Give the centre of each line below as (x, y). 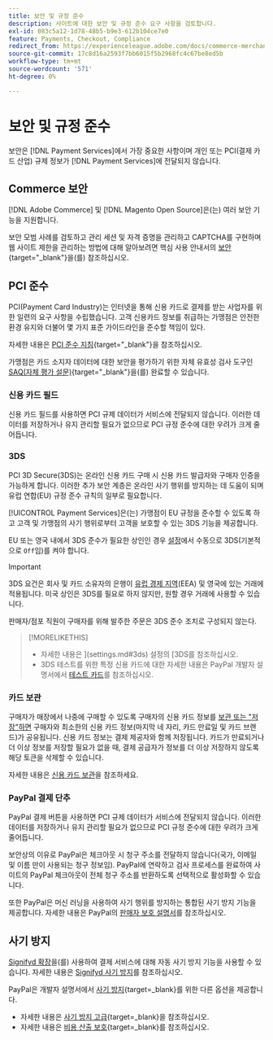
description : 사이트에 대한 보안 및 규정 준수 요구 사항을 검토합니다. (113, 24)
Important (25, 566)
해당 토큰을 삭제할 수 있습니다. (56, 758)
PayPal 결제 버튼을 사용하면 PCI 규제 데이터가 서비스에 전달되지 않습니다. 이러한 (135, 817)
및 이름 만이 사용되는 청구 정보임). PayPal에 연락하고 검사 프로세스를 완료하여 (130, 865)
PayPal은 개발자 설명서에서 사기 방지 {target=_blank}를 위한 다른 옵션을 (122, 990)
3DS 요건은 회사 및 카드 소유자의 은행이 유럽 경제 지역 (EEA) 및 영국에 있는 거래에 (136, 583)
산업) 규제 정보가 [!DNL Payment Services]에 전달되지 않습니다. (119, 160)
